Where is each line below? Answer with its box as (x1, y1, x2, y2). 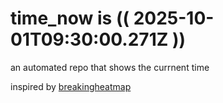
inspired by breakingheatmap (10, 80, 132, 92)
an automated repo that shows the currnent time (10, 61, 210, 73)
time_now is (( (10, 7, 130, 30)
